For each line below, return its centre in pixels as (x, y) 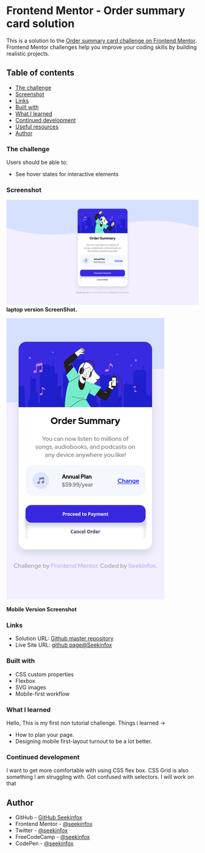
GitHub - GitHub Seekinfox (49, 817)
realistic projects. (28, 53)
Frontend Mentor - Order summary (96, 11)
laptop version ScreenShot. (42, 309)
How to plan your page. (45, 734)
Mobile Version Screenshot (42, 609)
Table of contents (40, 73)
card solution (41, 24)
